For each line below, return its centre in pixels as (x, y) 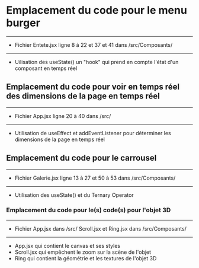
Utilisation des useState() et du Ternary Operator (74, 195)
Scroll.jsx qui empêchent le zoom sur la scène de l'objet (83, 252)
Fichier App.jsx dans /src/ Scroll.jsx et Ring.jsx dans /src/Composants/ (100, 228)
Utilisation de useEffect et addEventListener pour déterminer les (93, 133)
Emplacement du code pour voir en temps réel (93, 87)
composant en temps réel (46, 68)
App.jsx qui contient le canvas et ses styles (67, 245)
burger (23, 23)
